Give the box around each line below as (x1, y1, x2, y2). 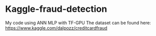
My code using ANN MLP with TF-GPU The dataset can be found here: (5, 20, 151, 26)
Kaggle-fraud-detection (5, 3, 107, 15)
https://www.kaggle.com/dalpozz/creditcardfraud (5, 25, 107, 31)
